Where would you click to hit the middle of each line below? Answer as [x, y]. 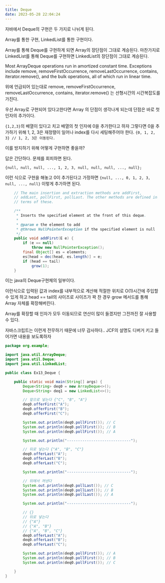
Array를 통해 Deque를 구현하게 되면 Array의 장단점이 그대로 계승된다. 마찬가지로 [82, 50]
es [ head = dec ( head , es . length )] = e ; [63, 257]
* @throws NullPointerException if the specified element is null [85, 229]
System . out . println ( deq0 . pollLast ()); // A [68, 495]
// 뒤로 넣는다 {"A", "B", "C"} [53, 449]
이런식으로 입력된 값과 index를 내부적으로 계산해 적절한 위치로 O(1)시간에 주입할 [82, 291]
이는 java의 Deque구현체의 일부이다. [40, 280]
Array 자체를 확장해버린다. [30, 303]
